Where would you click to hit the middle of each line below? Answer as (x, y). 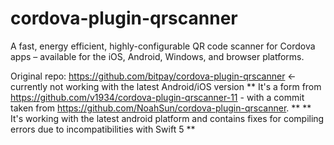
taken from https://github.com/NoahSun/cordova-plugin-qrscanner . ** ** (161, 108)
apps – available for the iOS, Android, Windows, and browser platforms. (157, 56)
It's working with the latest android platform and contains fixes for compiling (167, 118)
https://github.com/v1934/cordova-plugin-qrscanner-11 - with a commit (157, 97)
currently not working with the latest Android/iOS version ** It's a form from (166, 86)
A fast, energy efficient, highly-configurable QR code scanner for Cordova (163, 46)
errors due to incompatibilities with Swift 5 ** (103, 129)
